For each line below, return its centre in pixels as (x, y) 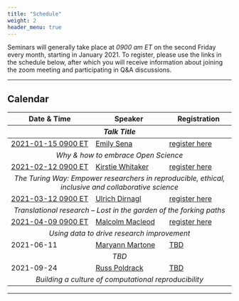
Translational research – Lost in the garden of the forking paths (119, 210)
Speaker (129, 119)
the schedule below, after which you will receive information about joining (115, 62)
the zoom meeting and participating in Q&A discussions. (90, 70)
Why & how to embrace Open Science (119, 155)
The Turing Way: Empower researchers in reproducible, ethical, (119, 178)
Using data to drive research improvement (119, 234)
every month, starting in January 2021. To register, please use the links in (115, 55)
